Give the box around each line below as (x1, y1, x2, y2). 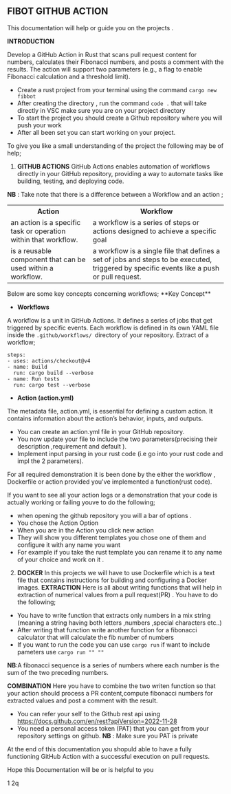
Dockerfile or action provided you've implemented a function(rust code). (7, 478, 212, 486)
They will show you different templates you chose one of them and (16, 533, 206, 541)
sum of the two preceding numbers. (7, 668, 109, 676)
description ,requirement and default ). (16, 442, 127, 450)
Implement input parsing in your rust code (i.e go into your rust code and (16, 449, 223, 458)
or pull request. (92, 272, 142, 281)
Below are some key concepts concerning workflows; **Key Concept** (7, 289, 211, 298)
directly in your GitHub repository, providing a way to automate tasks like (16, 169, 223, 178)
